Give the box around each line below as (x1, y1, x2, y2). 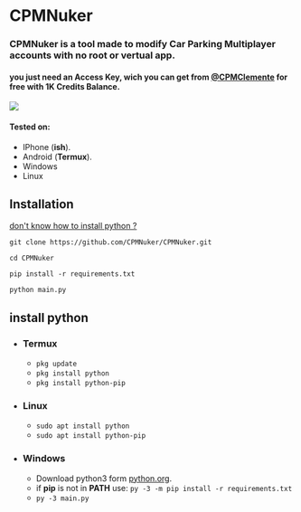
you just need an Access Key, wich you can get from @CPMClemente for (9, 71, 288, 82)
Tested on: (9, 121, 51, 132)
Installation (9, 196, 74, 212)
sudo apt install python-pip (35, 431, 146, 441)
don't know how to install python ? (9, 221, 137, 232)
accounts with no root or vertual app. (9, 49, 176, 62)
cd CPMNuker (9, 254, 54, 263)
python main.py (9, 286, 67, 295)
